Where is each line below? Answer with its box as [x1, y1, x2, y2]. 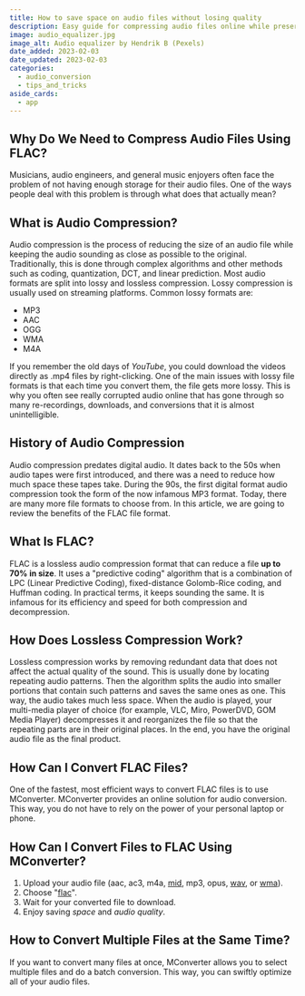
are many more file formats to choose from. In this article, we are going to [9, 498, 285, 509]
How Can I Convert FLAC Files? [9, 759, 189, 776]
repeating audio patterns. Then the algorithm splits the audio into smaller [9, 676, 281, 687]
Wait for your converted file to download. [22, 897, 176, 908]
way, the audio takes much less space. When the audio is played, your [9, 695, 272, 706]
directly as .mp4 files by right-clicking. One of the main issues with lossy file [9, 371, 295, 381]
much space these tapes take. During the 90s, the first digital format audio [9, 478, 288, 490]
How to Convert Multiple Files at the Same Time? [9, 933, 290, 948]
